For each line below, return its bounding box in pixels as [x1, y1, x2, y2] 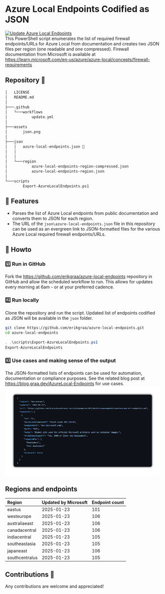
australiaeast [7, 520, 33, 526]
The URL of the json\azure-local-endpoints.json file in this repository [12, 221, 156, 227]
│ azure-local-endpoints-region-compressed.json [5, 164, 129, 169]
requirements [5, 62, 33, 68]
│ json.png [5, 129, 41, 134]
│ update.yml [5, 115, 54, 119]
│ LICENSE [5, 90, 30, 95]
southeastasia [7, 541, 36, 547]
